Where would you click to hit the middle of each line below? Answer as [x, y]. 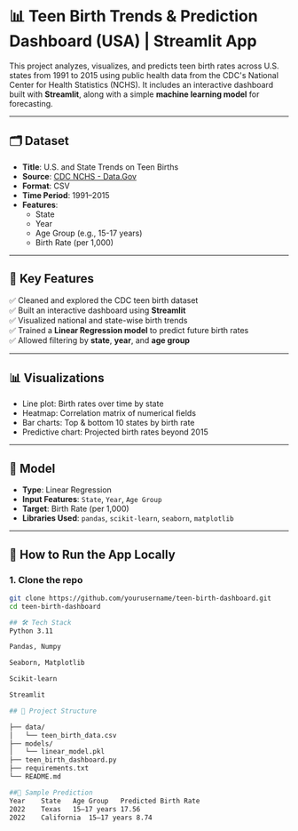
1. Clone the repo [46, 579]
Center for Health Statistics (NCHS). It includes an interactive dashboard [141, 84]
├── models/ [31, 743]
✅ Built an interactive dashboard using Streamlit [98, 310]
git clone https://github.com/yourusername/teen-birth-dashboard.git [141, 598]
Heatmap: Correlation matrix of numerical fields [109, 413]
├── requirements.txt [49, 769]
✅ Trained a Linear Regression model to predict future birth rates [129, 330]
